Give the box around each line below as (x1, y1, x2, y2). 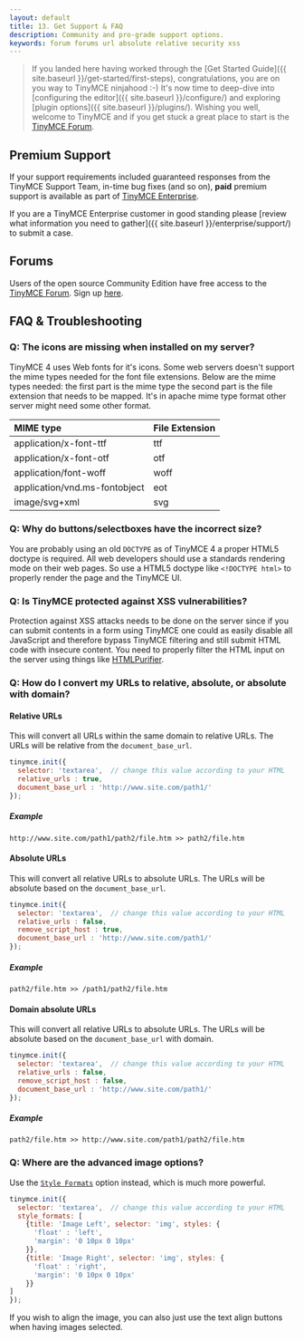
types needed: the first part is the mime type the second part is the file (9, 381, 273, 391)
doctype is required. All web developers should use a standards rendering (9, 553, 286, 564)
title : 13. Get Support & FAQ (9, 22, 124, 31)
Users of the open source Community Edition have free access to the (9, 277, 267, 288)
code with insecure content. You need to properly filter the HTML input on (9, 644, 285, 655)
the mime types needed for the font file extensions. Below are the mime (9, 371, 276, 381)
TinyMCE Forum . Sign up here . (9, 287, 124, 298)
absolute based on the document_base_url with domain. (9, 1034, 214, 1045)
